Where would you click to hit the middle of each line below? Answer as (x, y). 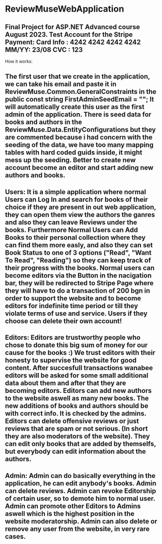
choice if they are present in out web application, (81, 207)
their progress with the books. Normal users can (80, 268)
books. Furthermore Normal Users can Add (72, 230)
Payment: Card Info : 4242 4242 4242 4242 (73, 42)
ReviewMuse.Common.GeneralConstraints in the (81, 92)
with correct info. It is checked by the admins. (76, 413)
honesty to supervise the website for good (71, 360)
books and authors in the (44, 122)
